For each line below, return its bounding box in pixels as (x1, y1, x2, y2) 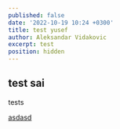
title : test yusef (8, 26, 68, 34)
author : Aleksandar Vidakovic (8, 33, 107, 41)
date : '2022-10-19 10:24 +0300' (8, 19, 114, 27)
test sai (8, 77, 45, 90)
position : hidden (8, 48, 65, 56)
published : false (8, 11, 65, 20)
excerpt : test (8, 41, 55, 48)
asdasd (8, 113, 32, 122)
